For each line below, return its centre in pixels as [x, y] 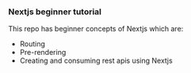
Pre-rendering [43, 53]
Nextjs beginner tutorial [55, 12]
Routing [32, 44]
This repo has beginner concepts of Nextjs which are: [96, 29]
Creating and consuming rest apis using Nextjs [96, 60]
